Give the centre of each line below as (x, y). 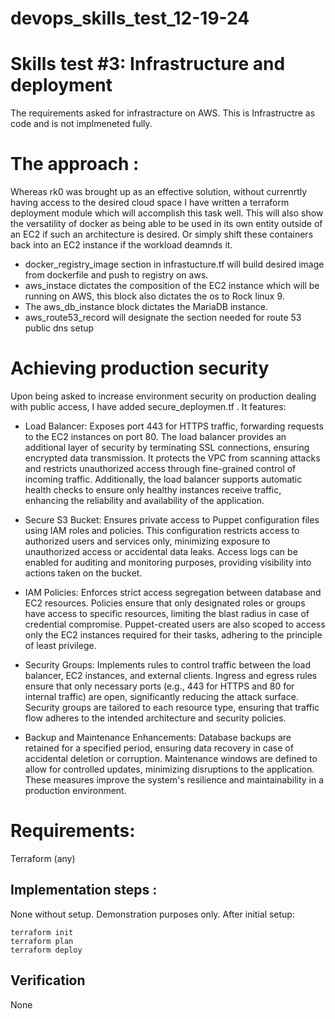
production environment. (75, 790)
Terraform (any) (43, 858)
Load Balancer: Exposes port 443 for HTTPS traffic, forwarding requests (174, 426)
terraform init (42, 932)
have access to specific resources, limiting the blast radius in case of (167, 613)
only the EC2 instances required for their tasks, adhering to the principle (173, 635)
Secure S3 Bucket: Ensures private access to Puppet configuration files (172, 520)
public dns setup (59, 328)
